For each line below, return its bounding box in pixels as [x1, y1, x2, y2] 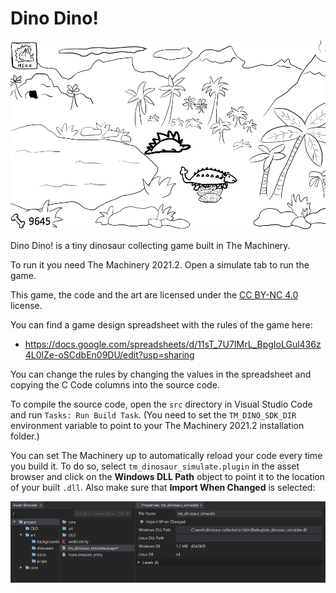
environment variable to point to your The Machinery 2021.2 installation [10, 420, 305, 432]
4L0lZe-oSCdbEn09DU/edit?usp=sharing [24, 349, 195, 361]
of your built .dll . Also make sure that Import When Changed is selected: [10, 482, 316, 494]
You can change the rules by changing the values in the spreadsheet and [10, 368, 312, 381]
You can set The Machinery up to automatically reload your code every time [10, 450, 323, 462]
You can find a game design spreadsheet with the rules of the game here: [10, 319, 313, 331]
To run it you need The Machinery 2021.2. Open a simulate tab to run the [10, 259, 310, 271]
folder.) [10, 430, 40, 442]
